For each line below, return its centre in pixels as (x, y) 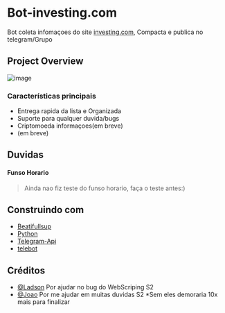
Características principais (52, 96)
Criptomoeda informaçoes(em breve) (70, 126)
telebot (27, 248)
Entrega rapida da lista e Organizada (69, 111)
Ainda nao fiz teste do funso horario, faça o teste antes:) (105, 188)
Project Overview (45, 61)
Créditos (26, 270)
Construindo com (46, 210)
